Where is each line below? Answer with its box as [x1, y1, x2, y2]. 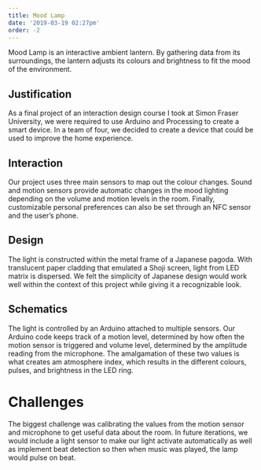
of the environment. [8, 65, 72, 74]
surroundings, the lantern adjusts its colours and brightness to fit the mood [8, 56, 251, 65]
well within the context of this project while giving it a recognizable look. [8, 279, 242, 289]
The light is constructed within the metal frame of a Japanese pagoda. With [8, 254, 253, 264]
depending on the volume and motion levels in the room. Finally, [8, 194, 215, 203]
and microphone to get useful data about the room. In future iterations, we [8, 427, 248, 437]
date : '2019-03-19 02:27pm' [8, 19, 101, 27]
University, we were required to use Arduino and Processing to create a [8, 117, 240, 126]
